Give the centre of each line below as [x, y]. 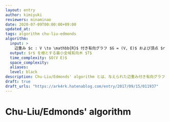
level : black [24, 72]
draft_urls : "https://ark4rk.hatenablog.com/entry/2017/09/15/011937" [82, 86]
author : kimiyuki [24, 15]
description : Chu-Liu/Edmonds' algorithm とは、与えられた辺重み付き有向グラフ [85, 77]
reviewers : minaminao [28, 19]
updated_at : [18, 29]
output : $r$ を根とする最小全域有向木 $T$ [51, 53]
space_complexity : [30, 63]
